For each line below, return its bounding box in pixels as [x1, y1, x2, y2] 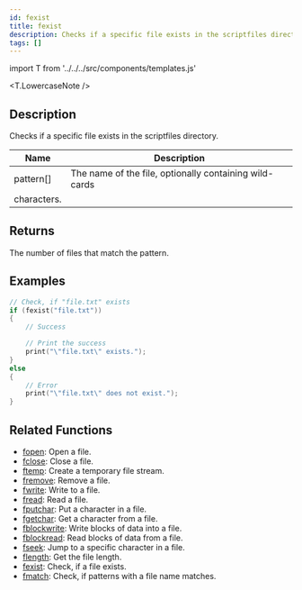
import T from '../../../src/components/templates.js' [9, 63, 197, 74]
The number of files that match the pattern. [9, 247, 169, 258]
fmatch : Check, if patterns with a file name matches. [22, 571, 217, 581]
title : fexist [9, 22, 63, 31]
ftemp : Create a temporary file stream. [22, 466, 164, 476]
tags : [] [9, 38, 42, 48]
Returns [9, 223, 56, 239]
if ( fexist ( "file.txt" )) [9, 305, 102, 315]
